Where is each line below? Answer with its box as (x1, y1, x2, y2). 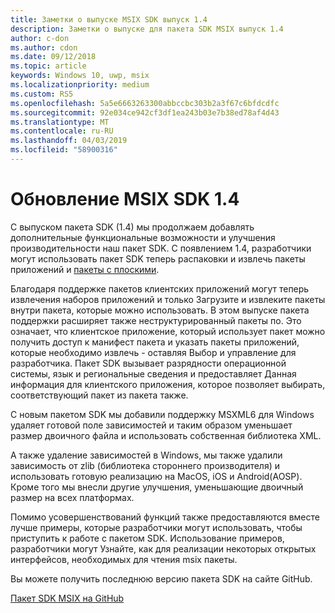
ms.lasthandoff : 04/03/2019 (10, 136, 128, 146)
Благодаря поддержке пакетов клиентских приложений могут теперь (10, 282, 310, 295)
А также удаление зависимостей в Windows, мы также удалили (10, 449, 283, 461)
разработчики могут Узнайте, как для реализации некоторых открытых (10, 542, 317, 555)
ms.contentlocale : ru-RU (10, 126, 114, 136)
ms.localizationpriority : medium (10, 80, 150, 90)
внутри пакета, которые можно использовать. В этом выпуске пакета (10, 304, 310, 316)
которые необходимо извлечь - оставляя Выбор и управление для (10, 346, 297, 358)
